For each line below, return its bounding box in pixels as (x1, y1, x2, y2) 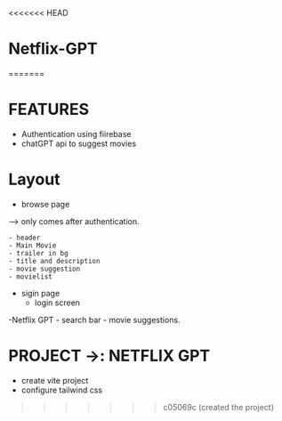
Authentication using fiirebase (20, 128, 132, 139)
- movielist (8, 271, 52, 281)
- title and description (8, 256, 101, 265)
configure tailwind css (20, 385, 103, 395)
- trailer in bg (8, 248, 68, 257)
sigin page (20, 287, 60, 298)
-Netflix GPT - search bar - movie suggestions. (8, 314, 181, 325)
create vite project (20, 375, 89, 385)
